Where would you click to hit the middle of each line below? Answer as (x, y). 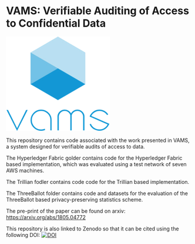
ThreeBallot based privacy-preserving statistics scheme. (75, 199)
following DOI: (23, 235)
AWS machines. (25, 170)
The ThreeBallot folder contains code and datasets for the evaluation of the (97, 193)
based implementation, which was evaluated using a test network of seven (96, 164)
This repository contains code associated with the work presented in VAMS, (98, 140)
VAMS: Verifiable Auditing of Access (98, 11)
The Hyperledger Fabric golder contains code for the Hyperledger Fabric (94, 158)
